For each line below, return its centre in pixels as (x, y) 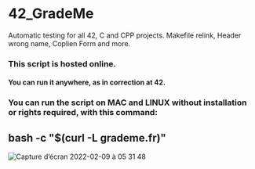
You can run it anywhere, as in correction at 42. (87, 82)
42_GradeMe (51, 14)
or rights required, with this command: (83, 113)
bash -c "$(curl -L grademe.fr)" (87, 138)
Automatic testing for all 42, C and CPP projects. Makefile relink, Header (125, 35)
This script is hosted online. (62, 63)
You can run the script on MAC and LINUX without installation (127, 102)
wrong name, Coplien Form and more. (69, 43)
